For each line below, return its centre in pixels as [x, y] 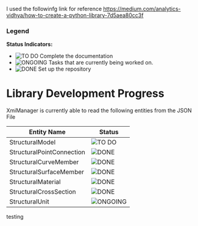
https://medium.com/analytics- [142, 9]
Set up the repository [65, 69]
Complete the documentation [76, 56]
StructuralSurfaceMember [47, 172]
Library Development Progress [85, 94]
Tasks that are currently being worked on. [101, 63]
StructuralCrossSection [43, 192]
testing [15, 217]
